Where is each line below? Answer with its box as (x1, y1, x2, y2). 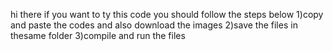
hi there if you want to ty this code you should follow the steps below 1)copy (10, 9, 324, 20)
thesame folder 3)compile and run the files (10, 30, 186, 41)
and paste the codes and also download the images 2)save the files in (10, 19, 298, 31)
